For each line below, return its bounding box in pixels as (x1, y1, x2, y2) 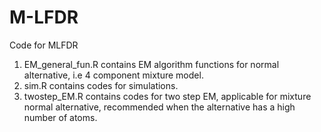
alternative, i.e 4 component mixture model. (23, 69, 204, 81)
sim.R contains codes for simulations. (23, 79, 179, 91)
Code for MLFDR (9, 39, 79, 51)
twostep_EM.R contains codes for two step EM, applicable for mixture (23, 90, 312, 102)
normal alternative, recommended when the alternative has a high (23, 101, 296, 113)
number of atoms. (23, 111, 98, 123)
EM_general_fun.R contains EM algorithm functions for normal (23, 58, 280, 70)
